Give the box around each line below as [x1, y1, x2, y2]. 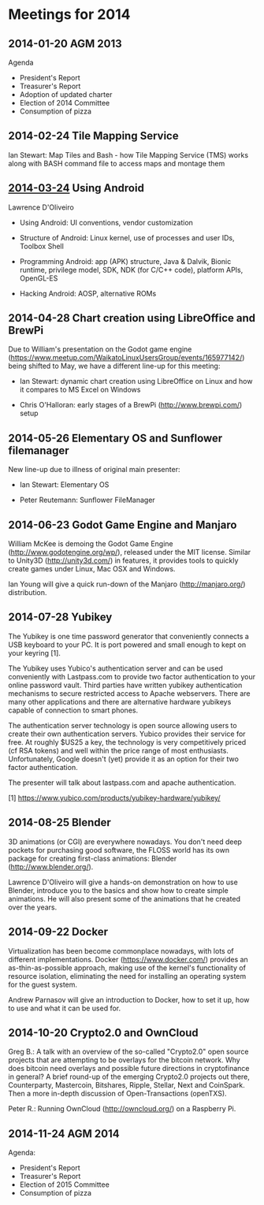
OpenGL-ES [19, 273, 58, 283]
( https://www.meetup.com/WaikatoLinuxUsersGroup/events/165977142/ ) [8, 353, 245, 363]
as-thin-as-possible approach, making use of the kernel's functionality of [8, 963, 247, 973]
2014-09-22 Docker [8, 925, 109, 939]
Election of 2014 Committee [19, 99, 110, 107]
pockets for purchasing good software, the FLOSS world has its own [8, 845, 230, 854]
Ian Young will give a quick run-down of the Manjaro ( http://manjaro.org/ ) [8, 579, 246, 589]
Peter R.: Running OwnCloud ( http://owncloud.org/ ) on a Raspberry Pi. [8, 1104, 236, 1114]
